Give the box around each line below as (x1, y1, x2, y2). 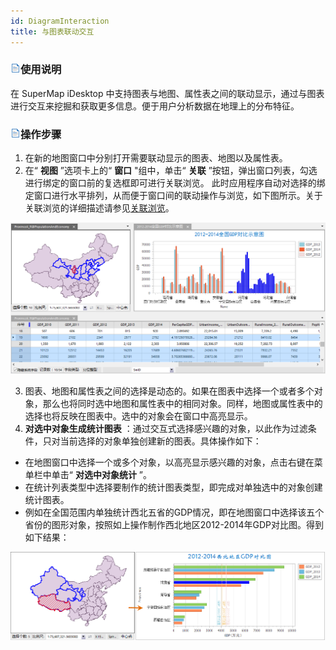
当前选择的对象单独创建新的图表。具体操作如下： (59, 435, 262, 447)
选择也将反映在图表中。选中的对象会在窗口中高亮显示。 (24, 410, 253, 422)
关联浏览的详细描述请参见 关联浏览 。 (24, 202, 175, 214)
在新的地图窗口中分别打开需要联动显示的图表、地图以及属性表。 (24, 152, 288, 164)
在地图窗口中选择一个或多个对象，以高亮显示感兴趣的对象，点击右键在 (24, 456, 315, 468)
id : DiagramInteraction (10, 16, 110, 26)
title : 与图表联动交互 (10, 26, 95, 37)
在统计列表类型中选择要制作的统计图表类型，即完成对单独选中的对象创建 (24, 481, 323, 493)
